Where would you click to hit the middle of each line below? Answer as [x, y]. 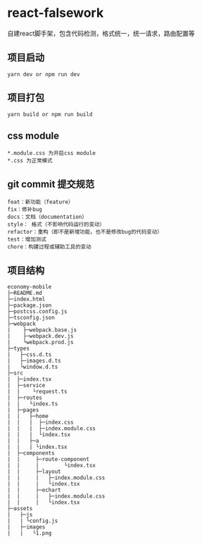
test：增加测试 [27, 240]
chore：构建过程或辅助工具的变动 [49, 247]
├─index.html [26, 299]
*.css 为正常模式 [30, 161]
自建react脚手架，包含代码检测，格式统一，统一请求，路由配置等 [101, 33]
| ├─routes [25, 398]
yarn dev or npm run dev [44, 74]
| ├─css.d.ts [30, 355]
